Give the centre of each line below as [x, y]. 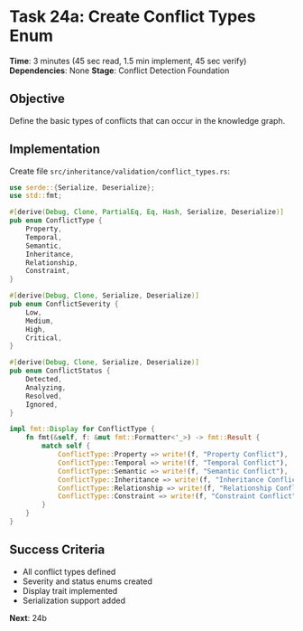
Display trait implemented [70, 590]
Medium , [40, 321]
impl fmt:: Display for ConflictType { [82, 429]
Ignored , [42, 404]
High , [36, 329]
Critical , [44, 338]
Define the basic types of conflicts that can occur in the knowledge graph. [147, 120]
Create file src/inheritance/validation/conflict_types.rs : [120, 171]
